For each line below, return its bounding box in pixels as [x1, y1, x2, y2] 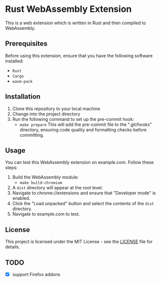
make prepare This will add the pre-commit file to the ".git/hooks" [19, 121, 152, 127]
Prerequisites [5, 40, 48, 48]
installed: [5, 58, 24, 64]
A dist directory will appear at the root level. [12, 185, 103, 191]
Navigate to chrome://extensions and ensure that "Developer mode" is [12, 190, 156, 196]
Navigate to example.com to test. [12, 211, 80, 217]
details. [5, 244, 20, 250]
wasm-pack [12, 79, 33, 84]
